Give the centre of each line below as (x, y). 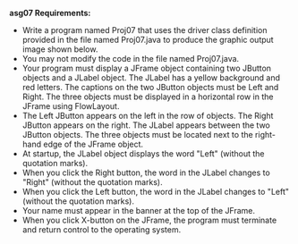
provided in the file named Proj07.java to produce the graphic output (148, 40)
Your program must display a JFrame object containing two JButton (146, 68)
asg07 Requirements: (50, 13)
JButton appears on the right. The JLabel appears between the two (146, 125)
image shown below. (60, 49)
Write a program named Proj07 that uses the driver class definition (145, 30)
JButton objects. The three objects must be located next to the (137, 135)
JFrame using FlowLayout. (71, 106)
